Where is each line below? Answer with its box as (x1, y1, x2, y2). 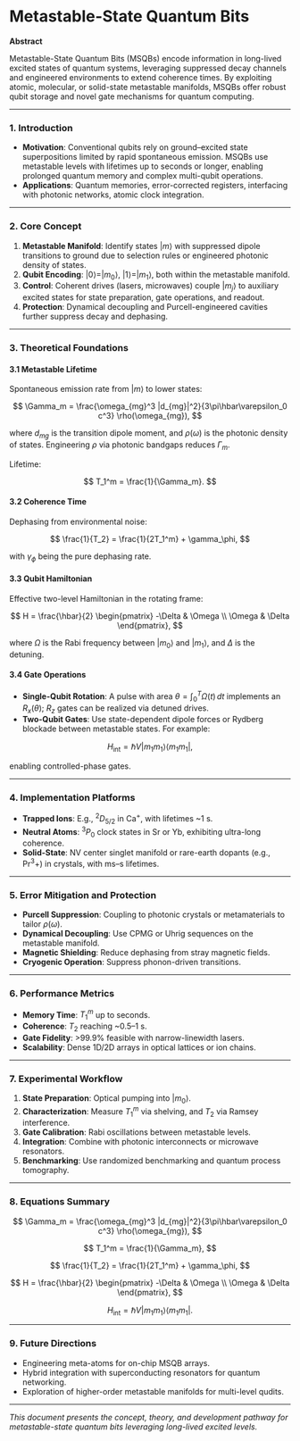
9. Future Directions (9, 1337, 96, 1350)
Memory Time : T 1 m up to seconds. (21, 1007, 151, 1021)
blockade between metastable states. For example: (21, 723, 211, 734)
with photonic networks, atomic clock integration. (21, 189, 204, 200)
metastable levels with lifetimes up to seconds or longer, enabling (21, 161, 263, 171)
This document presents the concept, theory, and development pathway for (9, 1412, 288, 1422)
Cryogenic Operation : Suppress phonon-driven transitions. (21, 957, 241, 968)
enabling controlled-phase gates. (9, 761, 131, 771)
